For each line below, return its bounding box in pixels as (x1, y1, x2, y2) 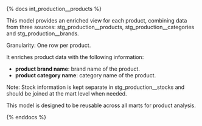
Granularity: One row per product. (6, 42, 91, 49)
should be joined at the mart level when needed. (6, 90, 127, 97)
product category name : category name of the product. (15, 72, 156, 79)
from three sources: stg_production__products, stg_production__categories (6, 24, 195, 30)
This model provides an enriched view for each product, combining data (6, 17, 187, 24)
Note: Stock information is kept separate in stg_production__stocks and (6, 83, 185, 91)
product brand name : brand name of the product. (15, 65, 140, 72)
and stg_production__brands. (6, 30, 79, 37)
